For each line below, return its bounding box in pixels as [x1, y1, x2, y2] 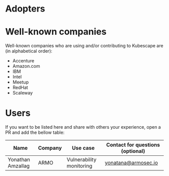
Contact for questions [106, 141, 160, 148]
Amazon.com [12, 63, 40, 69]
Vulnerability [66, 156, 97, 163]
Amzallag [8, 162, 30, 169]
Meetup [12, 79, 29, 85]
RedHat [12, 84, 29, 91]
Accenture [12, 58, 34, 64]
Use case [72, 144, 95, 151]
